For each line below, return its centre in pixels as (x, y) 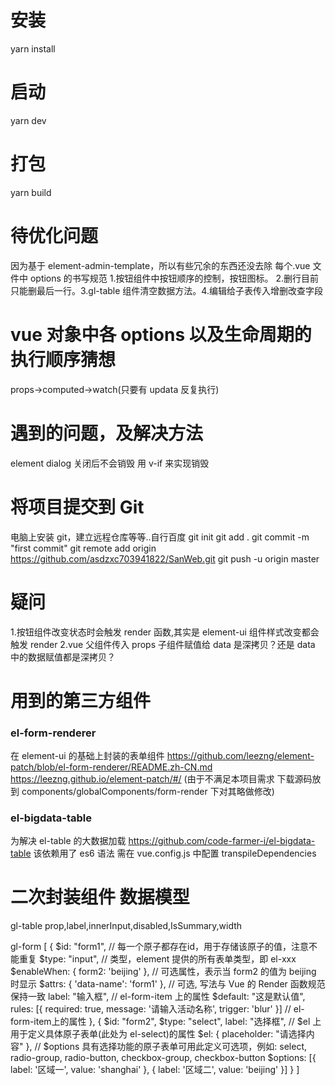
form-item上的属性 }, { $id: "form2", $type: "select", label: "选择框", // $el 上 (166, 1022)
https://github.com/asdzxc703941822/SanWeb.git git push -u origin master (165, 558)
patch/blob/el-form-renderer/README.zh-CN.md (111, 767)
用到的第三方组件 (81, 700)
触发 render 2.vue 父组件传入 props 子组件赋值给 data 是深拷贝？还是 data (163, 644)
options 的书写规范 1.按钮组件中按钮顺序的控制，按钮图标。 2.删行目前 (174, 278)
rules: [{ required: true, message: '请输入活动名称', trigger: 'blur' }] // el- (157, 1009)
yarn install (33, 48)
